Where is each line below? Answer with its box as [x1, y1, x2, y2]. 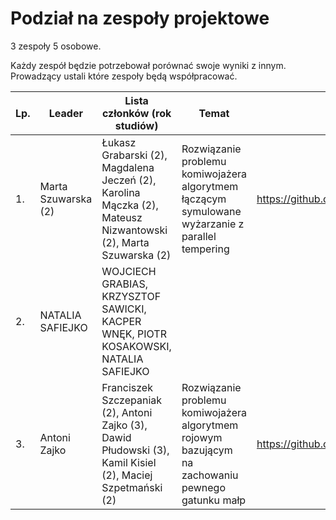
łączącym [181, 192, 227, 206]
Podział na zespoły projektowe [10, 7, 270, 30]
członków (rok [101, 106, 172, 120]
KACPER [101, 314, 142, 328]
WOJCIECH [101, 264, 157, 278]
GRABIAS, [101, 277, 148, 291]
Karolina [101, 185, 141, 199]
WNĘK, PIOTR [101, 327, 167, 341]
